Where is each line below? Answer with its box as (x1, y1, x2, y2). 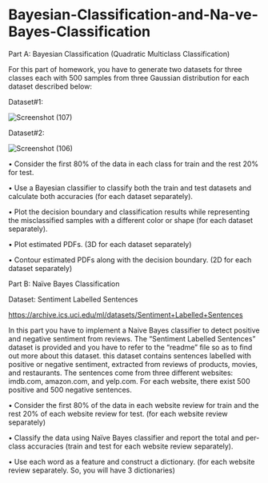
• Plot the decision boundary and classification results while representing (8, 206, 250, 217)
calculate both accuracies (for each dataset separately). (8, 191, 194, 201)
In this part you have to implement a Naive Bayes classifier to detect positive (8, 325, 260, 335)
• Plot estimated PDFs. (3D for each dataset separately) (8, 239, 192, 249)
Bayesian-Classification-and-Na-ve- (8, 6, 258, 24)
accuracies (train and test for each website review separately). (26, 441, 234, 451)
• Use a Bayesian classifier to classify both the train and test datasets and (8, 182, 252, 193)
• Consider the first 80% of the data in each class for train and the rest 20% (8, 158, 259, 169)
